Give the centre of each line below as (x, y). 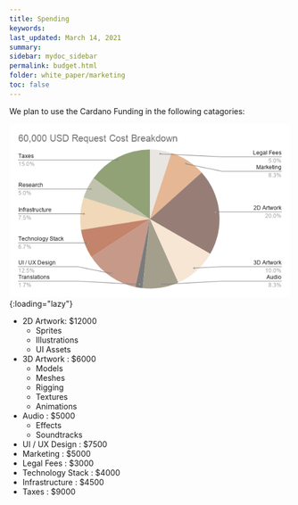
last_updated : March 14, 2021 (66, 37)
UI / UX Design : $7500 (65, 444)
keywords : (28, 28)
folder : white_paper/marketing (67, 76)
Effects (49, 426)
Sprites (49, 331)
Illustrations (57, 340)
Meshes (50, 378)
